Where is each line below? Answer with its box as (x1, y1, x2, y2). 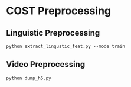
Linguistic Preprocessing (6, 28, 100, 38)
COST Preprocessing (6, 4, 112, 18)
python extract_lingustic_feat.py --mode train (6, 43, 126, 49)
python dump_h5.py (6, 75, 51, 81)
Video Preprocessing (6, 59, 86, 69)
